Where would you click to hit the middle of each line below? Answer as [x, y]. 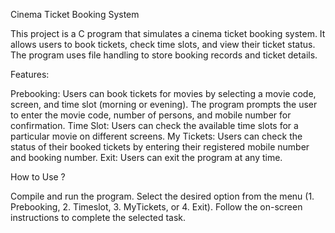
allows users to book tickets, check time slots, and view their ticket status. [163, 44]
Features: [30, 74]
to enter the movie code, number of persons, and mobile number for [151, 115]
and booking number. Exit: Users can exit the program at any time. [146, 157]
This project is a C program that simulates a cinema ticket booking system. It [168, 33]
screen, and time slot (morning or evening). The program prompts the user [164, 104]
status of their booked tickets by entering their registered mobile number [160, 147]
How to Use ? [38, 177]
